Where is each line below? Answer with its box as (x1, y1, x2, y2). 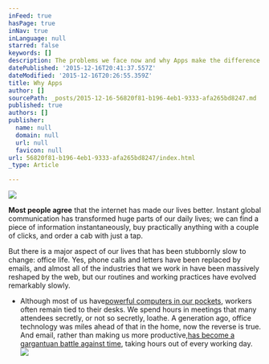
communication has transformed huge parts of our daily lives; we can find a (8, 214, 259, 223)
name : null (15, 124, 52, 132)
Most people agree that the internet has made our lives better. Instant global (8, 206, 262, 215)
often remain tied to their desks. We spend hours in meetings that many (19, 305, 257, 314)
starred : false (8, 42, 59, 50)
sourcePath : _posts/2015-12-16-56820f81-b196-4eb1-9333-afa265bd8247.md (8, 94, 257, 102)
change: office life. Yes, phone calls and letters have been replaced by (8, 255, 241, 265)
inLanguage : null (8, 34, 67, 43)
